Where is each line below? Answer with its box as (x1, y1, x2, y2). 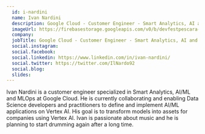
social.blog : (12, 65, 45, 72)
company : (12, 32, 34, 38)
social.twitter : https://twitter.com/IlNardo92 (12, 60, 135, 66)
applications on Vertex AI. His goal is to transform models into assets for (6, 108, 188, 115)
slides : (12, 72, 32, 78)
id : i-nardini (12, 9, 48, 15)
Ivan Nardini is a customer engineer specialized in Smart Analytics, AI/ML (6, 88, 191, 95)
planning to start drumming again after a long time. (6, 121, 134, 128)
